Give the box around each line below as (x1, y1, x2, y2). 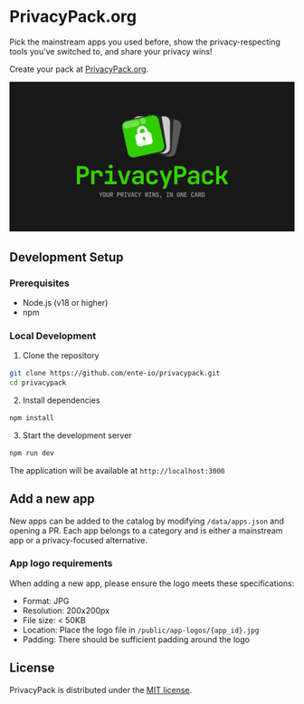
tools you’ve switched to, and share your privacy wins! (9, 45, 213, 56)
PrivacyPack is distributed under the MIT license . (9, 684, 193, 695)
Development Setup (9, 249, 124, 265)
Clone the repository (22, 350, 100, 361)
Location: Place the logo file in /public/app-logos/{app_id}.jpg (22, 624, 260, 635)
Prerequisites (9, 277, 70, 289)
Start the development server (22, 429, 133, 441)
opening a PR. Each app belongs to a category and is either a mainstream (9, 524, 283, 536)
